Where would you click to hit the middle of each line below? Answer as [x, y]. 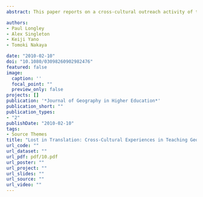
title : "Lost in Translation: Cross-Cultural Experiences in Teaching [97, 140]
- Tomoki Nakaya [27, 45]
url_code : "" [23, 146]
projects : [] [23, 95]
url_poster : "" [25, 162]
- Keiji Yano [23, 40]
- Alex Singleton [28, 34]
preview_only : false [37, 90]
